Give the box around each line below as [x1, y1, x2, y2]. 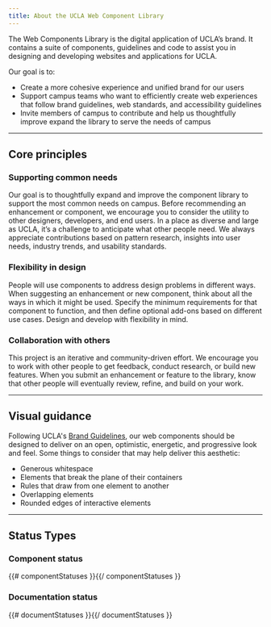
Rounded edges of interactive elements [19, 498, 152, 508]
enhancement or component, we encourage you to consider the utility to [8, 207, 249, 217]
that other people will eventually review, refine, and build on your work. [8, 378, 244, 388]
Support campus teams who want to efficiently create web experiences [19, 90, 258, 101]
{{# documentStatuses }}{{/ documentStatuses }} [8, 610, 173, 620]
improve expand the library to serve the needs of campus [19, 116, 211, 126]
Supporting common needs [8, 171, 119, 182]
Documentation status [8, 591, 98, 603]
